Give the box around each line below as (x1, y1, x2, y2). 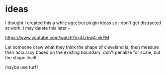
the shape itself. (5, 54, 38, 60)
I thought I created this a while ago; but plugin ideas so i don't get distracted (5, 20, 162, 26)
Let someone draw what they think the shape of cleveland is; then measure (5, 44, 159, 50)
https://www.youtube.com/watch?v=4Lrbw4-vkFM (5, 35, 109, 40)
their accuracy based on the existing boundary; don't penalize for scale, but (5, 49, 161, 55)
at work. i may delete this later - (5, 25, 71, 31)
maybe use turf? (5, 64, 39, 70)
